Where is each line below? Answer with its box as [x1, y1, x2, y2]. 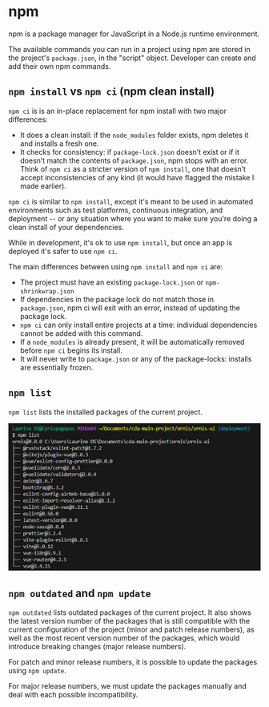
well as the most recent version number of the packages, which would [8, 633, 240, 643]
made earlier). [19, 181, 66, 191]
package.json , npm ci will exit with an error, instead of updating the [19, 303, 240, 313]
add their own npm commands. [8, 61, 111, 71]
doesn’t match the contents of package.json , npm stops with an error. [19, 156, 249, 165]
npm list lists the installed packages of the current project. [8, 407, 203, 417]
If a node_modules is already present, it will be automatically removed [19, 337, 245, 346]
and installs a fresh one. [19, 139, 99, 148]
